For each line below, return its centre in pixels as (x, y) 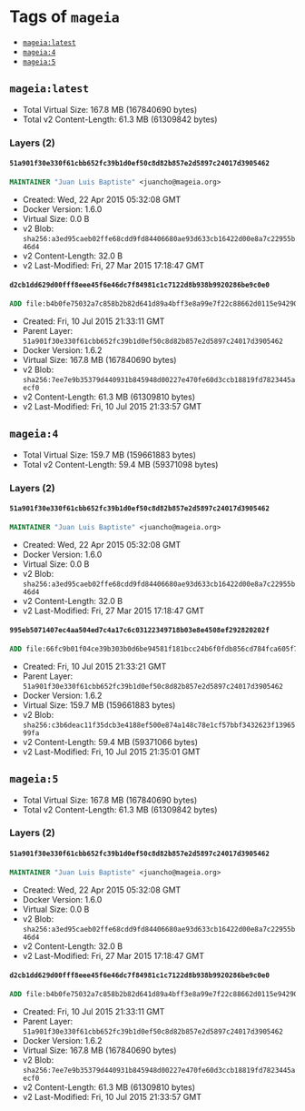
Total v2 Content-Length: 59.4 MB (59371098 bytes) (120, 464)
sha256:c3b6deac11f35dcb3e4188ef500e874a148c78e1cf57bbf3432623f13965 (159, 725)
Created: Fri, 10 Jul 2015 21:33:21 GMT (94, 666)
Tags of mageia (64, 17)
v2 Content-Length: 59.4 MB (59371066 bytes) (110, 742)
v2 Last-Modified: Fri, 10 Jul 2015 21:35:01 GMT (112, 752)
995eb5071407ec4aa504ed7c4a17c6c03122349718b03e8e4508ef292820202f (140, 631)
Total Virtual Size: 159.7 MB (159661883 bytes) (109, 454)
